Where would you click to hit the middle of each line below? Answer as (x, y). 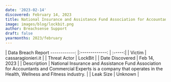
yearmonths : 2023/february (34, 38)
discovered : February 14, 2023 (38, 15)
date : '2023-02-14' (26, 10)
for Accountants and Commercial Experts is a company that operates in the (84, 68)
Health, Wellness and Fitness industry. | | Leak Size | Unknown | (72, 74)
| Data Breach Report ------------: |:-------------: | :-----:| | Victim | (76, 52)
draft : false (19, 33)
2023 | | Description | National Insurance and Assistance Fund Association (83, 63)
